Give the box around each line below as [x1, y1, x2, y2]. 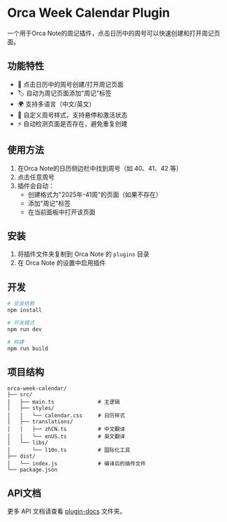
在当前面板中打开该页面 [27, 208, 96, 216]
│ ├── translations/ [7, 418, 73, 425]
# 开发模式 [7, 319, 35, 326]
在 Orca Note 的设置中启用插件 [17, 259, 106, 267]
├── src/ [7, 391, 33, 398]
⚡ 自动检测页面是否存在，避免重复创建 [17, 119, 128, 127]
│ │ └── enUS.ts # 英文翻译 [7, 433, 126, 440]
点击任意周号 [17, 173, 54, 181]
